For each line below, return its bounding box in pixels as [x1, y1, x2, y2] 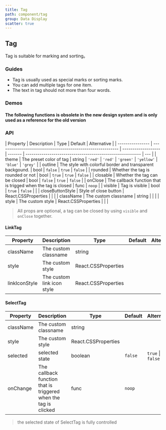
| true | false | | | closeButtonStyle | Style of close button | [5, 188, 124, 194]
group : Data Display [5, 16, 48, 21]
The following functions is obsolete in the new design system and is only [5, 112, 158, 117]
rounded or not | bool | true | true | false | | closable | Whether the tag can [5, 172, 158, 178]
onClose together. [17, 213, 53, 219]
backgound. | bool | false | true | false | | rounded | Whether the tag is [5, 167, 150, 173]
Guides [5, 65, 23, 72]
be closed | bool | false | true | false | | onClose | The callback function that [5, 177, 161, 183]
